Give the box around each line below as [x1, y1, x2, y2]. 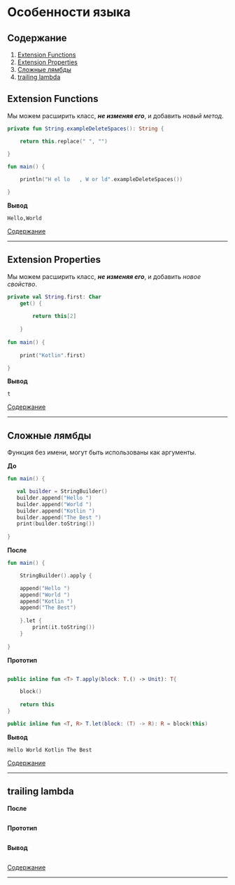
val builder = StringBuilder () [16, 488, 108, 495]
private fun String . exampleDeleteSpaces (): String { [7, 125, 164, 132]
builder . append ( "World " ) [16, 501, 92, 508]
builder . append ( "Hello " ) [16, 494, 92, 501]
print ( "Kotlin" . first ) [20, 352, 86, 359]
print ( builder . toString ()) [16, 520, 96, 528]
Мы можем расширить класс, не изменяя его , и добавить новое [7, 272, 201, 280]
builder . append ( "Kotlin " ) [16, 508, 96, 515]
